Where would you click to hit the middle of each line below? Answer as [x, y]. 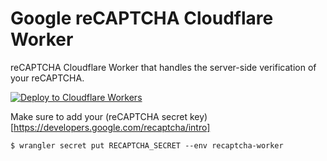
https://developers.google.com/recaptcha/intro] [112, 127]
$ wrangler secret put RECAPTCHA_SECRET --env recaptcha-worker [147, 145]
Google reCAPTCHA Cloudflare [142, 18]
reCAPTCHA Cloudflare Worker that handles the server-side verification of [163, 67]
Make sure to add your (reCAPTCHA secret [99, 116]
